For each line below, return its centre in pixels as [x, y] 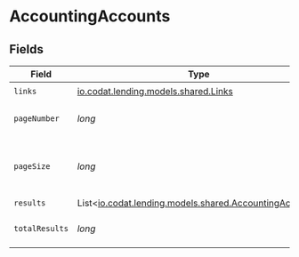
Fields [27, 49]
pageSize [32, 166]
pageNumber [36, 119]
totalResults [41, 229]
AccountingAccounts [90, 16]
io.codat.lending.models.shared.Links [155, 91]
